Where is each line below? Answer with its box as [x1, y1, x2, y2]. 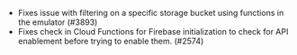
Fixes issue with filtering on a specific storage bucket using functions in [17, 8, 284, 18]
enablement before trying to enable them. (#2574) [17, 35, 204, 46]
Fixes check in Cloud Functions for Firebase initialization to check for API [17, 27, 289, 36]
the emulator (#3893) [17, 17, 98, 27]
